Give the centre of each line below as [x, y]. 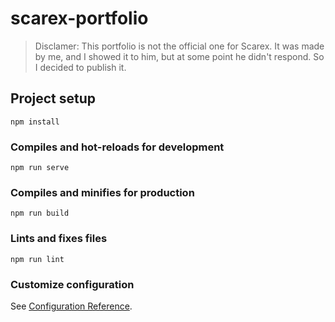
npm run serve [40, 168]
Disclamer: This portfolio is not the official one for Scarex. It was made [179, 46]
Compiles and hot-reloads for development [117, 147]
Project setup [53, 98]
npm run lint [37, 259]
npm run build [40, 213]
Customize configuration [72, 284]
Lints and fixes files [59, 239]
